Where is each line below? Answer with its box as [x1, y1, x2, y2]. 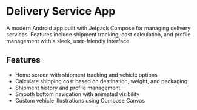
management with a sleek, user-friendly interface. [6, 37, 132, 44]
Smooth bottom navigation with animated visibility [15, 90, 140, 98]
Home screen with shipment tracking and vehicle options [15, 71, 158, 78]
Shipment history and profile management [15, 84, 121, 91]
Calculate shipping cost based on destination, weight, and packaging [15, 77, 188, 84]
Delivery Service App [6, 4, 116, 18]
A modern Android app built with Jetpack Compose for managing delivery [6, 24, 191, 32]
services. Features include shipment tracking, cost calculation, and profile [6, 30, 191, 38]
